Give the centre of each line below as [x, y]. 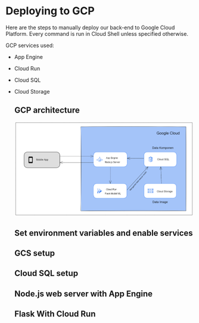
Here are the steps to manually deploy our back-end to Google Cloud [90, 27]
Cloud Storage [32, 91]
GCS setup [35, 253]
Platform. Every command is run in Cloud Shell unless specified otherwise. [97, 33]
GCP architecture [47, 111]
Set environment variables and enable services [103, 233]
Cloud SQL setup [46, 273]
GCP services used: [30, 45]
